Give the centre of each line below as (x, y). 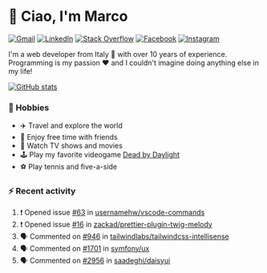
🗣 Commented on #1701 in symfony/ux (85, 248)
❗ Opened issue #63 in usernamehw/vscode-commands (112, 212)
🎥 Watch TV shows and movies (71, 146)
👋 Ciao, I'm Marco (68, 16)
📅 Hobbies (29, 108)
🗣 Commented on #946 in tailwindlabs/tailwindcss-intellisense (125, 236)
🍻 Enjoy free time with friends (69, 137)
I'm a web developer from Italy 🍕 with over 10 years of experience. (118, 54)
